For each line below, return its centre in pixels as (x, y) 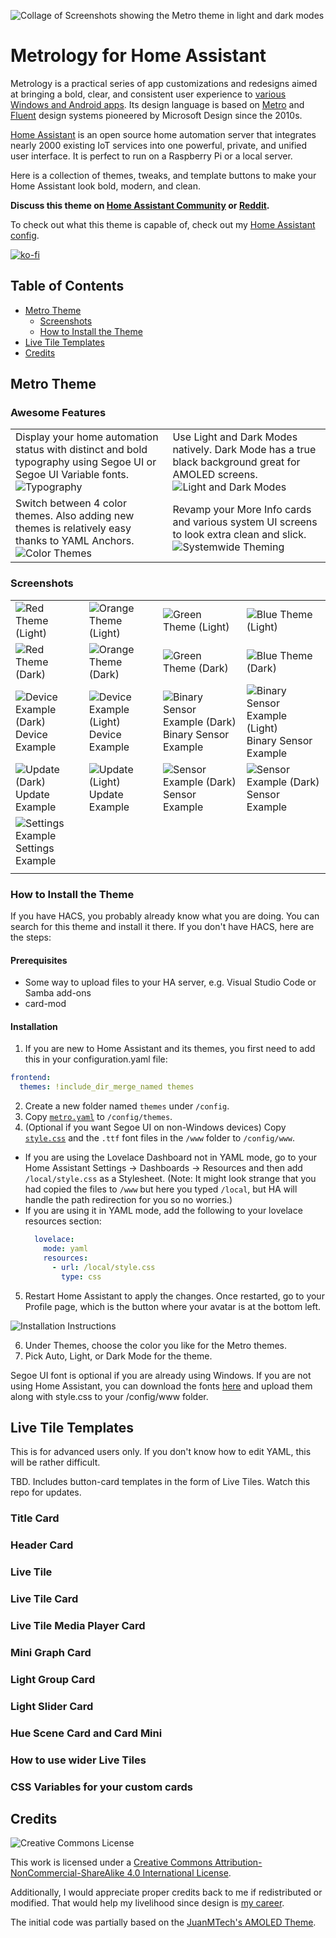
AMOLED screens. (215, 475)
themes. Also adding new (75, 516)
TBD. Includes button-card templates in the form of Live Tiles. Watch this (160, 1482)
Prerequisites (39, 960)
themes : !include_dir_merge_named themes (107, 1087)
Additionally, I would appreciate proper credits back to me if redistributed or (166, 1892)
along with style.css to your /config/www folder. (109, 1396)
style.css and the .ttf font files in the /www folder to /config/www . (159, 1138)
